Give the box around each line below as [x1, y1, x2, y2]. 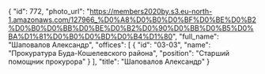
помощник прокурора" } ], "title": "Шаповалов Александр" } [8, 57, 210, 66]
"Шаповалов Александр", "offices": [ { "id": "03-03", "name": [8, 40, 211, 50]
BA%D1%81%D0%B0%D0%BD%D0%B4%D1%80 [8, 31, 173, 41]
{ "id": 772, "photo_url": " [8, 7, 90, 16]
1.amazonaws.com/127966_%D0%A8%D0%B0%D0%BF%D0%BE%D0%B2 [8, 15, 257, 24]
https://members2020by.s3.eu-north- [89, 7, 213, 16]
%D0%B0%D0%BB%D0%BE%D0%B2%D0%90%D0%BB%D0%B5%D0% [8, 24, 255, 32]
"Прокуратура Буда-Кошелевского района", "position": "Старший [8, 49, 229, 57]
